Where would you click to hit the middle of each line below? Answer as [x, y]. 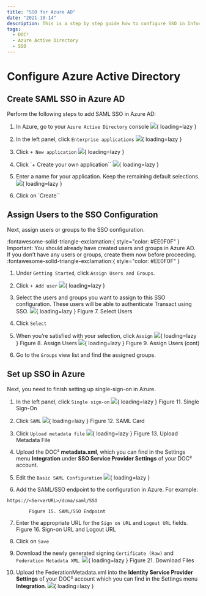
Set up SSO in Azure [46, 374]
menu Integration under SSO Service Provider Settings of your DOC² [104, 458]
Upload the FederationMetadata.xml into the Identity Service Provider [104, 572]
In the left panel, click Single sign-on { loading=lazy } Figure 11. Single [107, 402]
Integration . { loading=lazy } [55, 586]
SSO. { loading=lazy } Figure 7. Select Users [74, 311]
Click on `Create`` [38, 195]
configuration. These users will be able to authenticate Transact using [104, 304]
